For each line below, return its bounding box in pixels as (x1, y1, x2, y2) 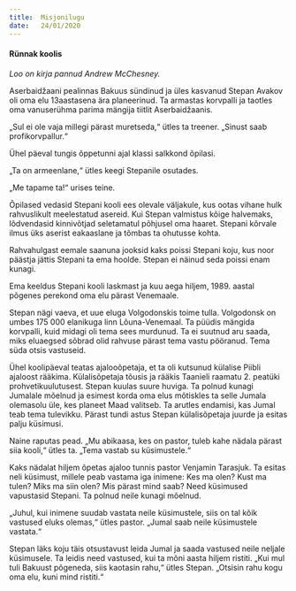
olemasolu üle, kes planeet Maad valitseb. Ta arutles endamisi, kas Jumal (9, 399, 276, 410)
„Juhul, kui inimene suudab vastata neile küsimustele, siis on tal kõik (9, 507, 258, 518)
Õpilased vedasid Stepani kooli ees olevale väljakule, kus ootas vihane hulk (9, 199, 283, 210)
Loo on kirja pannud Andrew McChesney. (9, 68, 161, 79)
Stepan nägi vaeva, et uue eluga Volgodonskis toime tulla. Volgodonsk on (9, 307, 277, 318)
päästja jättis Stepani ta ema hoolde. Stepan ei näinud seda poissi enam (9, 254, 270, 265)
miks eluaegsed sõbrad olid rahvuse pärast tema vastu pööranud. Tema (9, 335, 270, 346)
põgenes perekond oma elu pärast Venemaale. (9, 289, 179, 301)
